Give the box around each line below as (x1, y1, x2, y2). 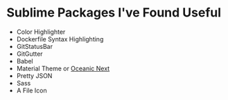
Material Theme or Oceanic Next (16, 64, 110, 72)
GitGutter (16, 50, 43, 58)
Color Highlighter (16, 28, 66, 36)
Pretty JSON (16, 71, 53, 80)
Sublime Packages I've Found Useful (6, 5, 222, 21)
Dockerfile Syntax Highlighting (16, 34, 104, 43)
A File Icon (16, 86, 47, 94)
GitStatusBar (16, 42, 53, 50)
